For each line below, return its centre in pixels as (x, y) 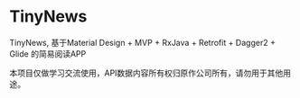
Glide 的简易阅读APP (48, 53)
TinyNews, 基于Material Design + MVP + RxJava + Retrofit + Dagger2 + (142, 42)
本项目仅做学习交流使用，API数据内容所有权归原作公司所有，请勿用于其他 (146, 73)
